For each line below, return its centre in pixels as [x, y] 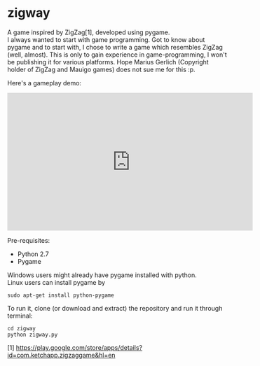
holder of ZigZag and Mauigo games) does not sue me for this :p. [101, 69]
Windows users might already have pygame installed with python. [102, 275]
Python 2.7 [33, 254]
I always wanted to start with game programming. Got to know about [106, 39]
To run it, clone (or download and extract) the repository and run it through [115, 308]
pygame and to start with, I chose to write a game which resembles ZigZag [115, 47]
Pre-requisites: [29, 240]
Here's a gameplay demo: [45, 83]
